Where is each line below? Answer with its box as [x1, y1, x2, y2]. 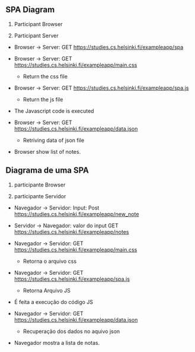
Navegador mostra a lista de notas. [14, 339, 100, 346]
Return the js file [23, 96, 63, 103]
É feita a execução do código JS [14, 298, 93, 305]
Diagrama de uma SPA [5, 166, 89, 176]
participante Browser [14, 181, 66, 188]
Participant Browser [14, 20, 63, 27]
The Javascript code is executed [14, 107, 94, 115]
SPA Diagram [5, 5, 55, 15]
